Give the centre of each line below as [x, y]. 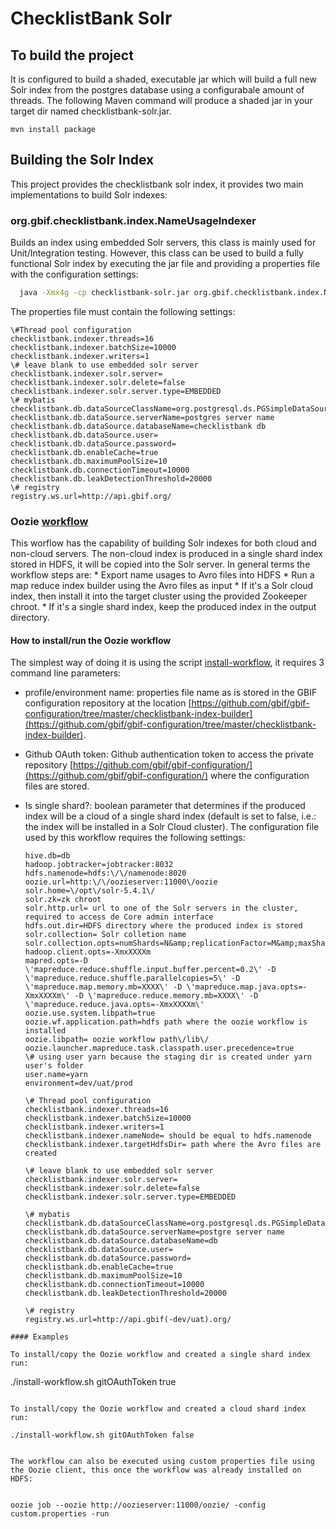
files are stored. [57, 786]
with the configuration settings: [74, 274]
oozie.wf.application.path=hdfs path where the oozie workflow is [166, 1022]
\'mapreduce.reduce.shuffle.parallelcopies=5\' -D [132, 978]
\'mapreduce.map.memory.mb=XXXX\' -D [103, 987]
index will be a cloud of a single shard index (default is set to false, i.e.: [170, 816]
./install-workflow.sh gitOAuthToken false [102, 1435]
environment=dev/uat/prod [78, 1083]
